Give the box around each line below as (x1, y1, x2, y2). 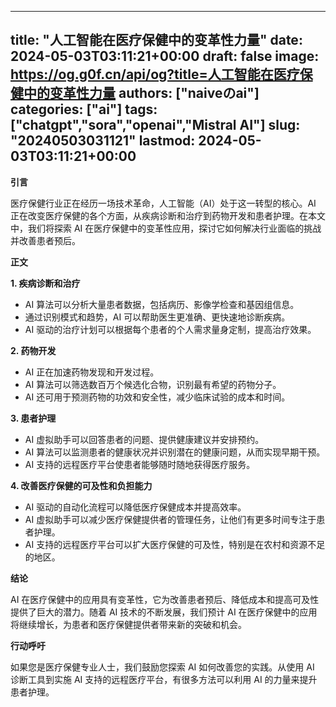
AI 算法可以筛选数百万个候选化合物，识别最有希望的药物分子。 (24, 378, 282, 390)
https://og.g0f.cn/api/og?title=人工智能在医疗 (10, 66, 300, 83)
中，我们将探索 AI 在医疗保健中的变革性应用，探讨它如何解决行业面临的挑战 (10, 222, 322, 234)
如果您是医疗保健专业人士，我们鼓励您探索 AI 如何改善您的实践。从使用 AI (10, 661, 315, 673)
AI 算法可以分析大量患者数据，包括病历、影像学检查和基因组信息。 (24, 298, 300, 310)
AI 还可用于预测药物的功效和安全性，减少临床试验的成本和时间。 (24, 391, 291, 403)
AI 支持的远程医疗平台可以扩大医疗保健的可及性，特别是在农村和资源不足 (24, 538, 326, 550)
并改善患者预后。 (10, 234, 81, 246)
